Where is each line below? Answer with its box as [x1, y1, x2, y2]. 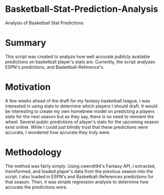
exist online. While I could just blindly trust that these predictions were [5, 124, 148, 130]
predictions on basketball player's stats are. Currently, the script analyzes [5, 58, 155, 65]
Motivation [5, 82, 51, 93]
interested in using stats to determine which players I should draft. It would [5, 103, 158, 109]
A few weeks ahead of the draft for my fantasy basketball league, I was [5, 97, 150, 103]
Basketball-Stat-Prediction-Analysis [5, 3, 159, 15]
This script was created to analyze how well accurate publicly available [5, 53, 150, 59]
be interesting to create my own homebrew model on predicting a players [5, 108, 155, 114]
